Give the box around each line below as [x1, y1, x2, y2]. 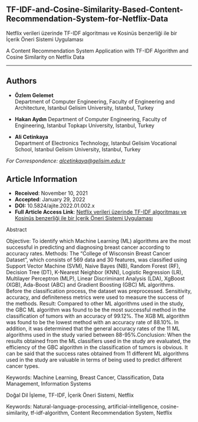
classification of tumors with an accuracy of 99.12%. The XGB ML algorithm [6, 313, 190, 320]
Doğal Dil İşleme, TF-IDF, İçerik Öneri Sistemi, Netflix [6, 391, 134, 399]
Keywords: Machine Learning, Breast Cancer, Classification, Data [6, 374, 164, 381]
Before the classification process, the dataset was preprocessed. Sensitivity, [6, 288, 192, 295]
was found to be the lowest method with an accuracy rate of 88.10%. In [6, 319, 179, 326]
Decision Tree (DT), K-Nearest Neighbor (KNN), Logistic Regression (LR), [6, 269, 183, 276]
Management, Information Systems [6, 380, 91, 387]
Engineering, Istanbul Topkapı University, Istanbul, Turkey [14, 122, 155, 129]
